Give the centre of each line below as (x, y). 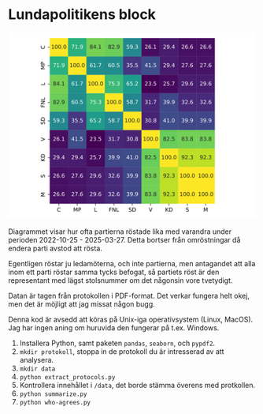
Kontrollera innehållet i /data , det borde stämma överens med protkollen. (137, 385)
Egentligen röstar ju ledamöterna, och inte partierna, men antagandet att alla (132, 263)
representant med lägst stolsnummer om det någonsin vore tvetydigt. (120, 280)
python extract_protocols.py (67, 377)
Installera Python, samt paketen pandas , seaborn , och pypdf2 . (117, 343)
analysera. (36, 359)
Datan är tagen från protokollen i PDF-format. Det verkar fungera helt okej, (129, 295)
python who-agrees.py (55, 402)
